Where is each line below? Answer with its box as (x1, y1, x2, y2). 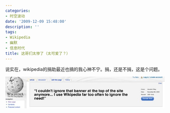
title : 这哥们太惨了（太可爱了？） (5, 51, 70, 56)
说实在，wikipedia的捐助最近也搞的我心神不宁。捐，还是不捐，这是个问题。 (5, 66, 163, 72)
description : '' (5, 24, 39, 29)
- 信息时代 (5, 46, 25, 51)
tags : (5, 29, 17, 35)
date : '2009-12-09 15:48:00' (5, 19, 67, 24)
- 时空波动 (5, 13, 25, 19)
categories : (5, 8, 30, 13)
